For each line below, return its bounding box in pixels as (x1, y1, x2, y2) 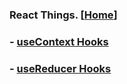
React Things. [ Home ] (9, 8, 118, 22)
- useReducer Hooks (9, 61, 112, 75)
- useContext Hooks (9, 34, 109, 48)
